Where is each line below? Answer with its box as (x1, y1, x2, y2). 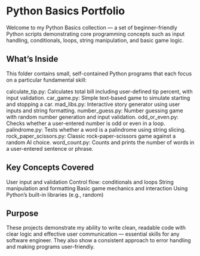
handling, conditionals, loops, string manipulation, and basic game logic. (6, 36, 184, 44)
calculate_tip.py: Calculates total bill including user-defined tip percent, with (6, 88, 193, 95)
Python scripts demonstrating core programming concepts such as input (6, 30, 185, 37)
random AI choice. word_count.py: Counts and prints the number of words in (6, 139, 195, 146)
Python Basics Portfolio (6, 4, 125, 18)
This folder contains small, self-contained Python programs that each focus (6, 70, 192, 77)
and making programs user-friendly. (6, 243, 95, 251)
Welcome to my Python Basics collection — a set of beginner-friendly (6, 24, 177, 31)
